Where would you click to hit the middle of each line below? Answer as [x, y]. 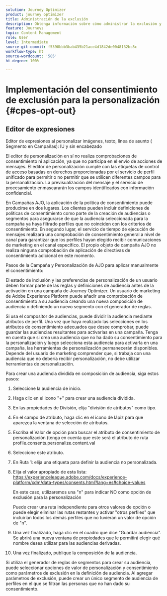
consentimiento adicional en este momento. [50, 256]
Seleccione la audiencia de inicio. [47, 388]
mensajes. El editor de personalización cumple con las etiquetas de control [83, 167]
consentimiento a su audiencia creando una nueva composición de [74, 301]
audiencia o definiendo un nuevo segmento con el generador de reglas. [79, 307]
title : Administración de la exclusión [47, 19]
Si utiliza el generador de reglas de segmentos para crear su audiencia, [79, 563]
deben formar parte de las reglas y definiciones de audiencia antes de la [80, 286]
